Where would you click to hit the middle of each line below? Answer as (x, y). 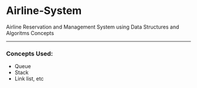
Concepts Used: (30, 54)
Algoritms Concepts (30, 33)
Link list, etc (29, 79)
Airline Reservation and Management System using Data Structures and (93, 27)
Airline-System (44, 11)
